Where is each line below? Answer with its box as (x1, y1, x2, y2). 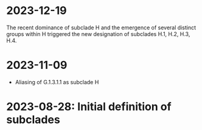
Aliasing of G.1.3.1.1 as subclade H (15, 78, 99, 85)
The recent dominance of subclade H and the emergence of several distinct (6, 24, 197, 31)
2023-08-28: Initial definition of (6, 100, 172, 114)
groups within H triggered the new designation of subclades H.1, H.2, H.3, (6, 30, 190, 37)
